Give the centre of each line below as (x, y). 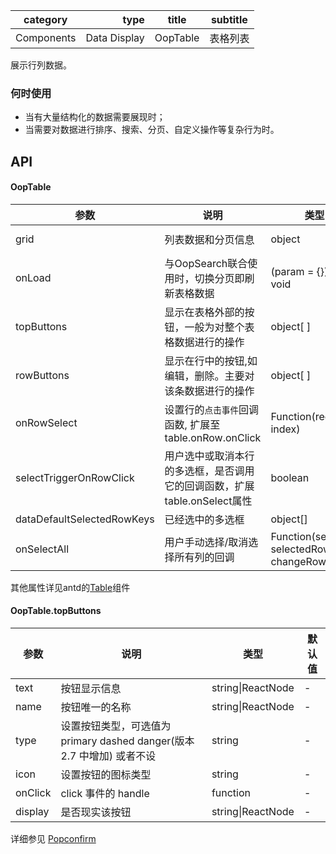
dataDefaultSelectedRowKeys (85, 519)
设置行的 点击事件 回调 (211, 409)
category (45, 19)
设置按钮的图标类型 (106, 775)
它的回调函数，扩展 (209, 486)
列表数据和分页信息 (209, 239)
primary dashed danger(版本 (127, 741)
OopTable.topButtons (56, 611)
